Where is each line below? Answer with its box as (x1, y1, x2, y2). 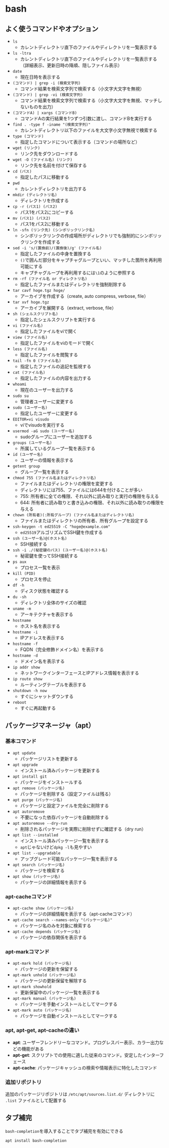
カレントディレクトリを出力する (20, 186, 87, 192)
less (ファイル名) (12, 347, 48, 352)
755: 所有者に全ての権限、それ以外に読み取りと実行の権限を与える (20, 493, 159, 499)
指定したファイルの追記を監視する (20, 363, 92, 369)
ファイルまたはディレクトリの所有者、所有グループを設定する (20, 518, 148, 523)
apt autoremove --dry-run (12, 821, 67, 826)
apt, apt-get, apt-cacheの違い (5, 1027, 79, 1034)
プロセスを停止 (20, 576, 52, 582)
